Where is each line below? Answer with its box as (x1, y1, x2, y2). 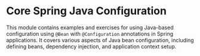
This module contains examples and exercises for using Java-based (6, 24, 174, 31)
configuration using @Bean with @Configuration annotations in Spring (6, 30, 174, 37)
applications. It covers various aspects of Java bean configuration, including (6, 36, 194, 43)
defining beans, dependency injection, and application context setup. (6, 43, 177, 50)
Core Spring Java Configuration (6, 4, 167, 18)
